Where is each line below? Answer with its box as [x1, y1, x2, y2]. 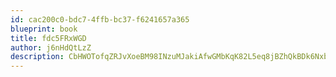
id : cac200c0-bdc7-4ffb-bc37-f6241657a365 [10, 14, 190, 25]
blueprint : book [10, 24, 78, 34]
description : [10, 52, 65, 62]
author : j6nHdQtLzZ [10, 42, 92, 53]
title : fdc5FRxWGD [10, 33, 87, 43]
